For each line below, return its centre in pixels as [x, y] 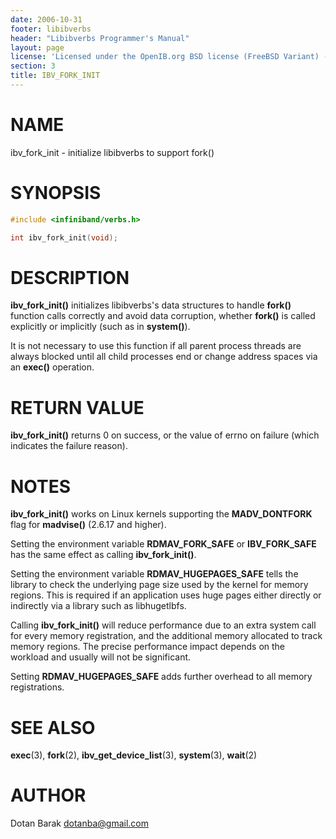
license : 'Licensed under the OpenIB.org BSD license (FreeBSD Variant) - [169, 57]
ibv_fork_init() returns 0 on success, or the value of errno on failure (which [165, 435]
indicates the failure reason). [69, 446]
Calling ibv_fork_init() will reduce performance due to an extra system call [163, 625]
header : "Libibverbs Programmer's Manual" [100, 38]
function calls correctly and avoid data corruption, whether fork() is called [163, 316]
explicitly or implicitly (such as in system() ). [100, 327]
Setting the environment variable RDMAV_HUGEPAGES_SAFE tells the [154, 574]
